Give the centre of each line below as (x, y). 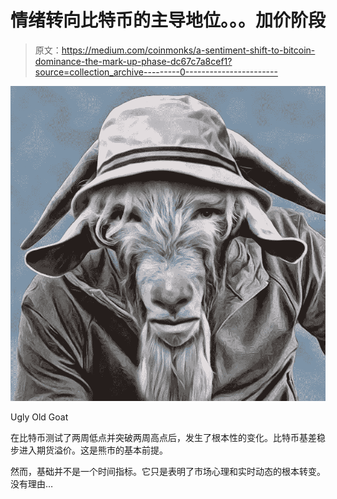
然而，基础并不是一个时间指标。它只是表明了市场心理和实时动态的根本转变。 (168, 471)
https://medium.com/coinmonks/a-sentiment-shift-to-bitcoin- (188, 50)
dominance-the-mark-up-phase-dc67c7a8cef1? (133, 61)
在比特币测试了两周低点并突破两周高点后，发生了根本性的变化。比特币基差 (163, 437)
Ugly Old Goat (39, 417)
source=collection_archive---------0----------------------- (156, 72)
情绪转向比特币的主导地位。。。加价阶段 (168, 20)
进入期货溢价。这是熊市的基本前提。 (93, 450)
